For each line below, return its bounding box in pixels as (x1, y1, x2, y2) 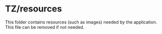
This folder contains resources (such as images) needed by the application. (5, 19, 158, 25)
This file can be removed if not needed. (5, 24, 85, 30)
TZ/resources (5, 3, 62, 14)
